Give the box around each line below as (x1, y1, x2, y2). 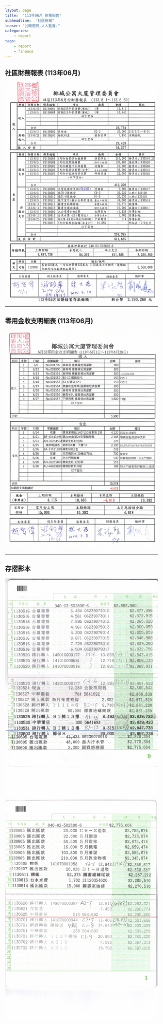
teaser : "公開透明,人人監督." (5, 23, 61, 28)
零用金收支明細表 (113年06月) (5, 317, 94, 325)
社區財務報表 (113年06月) (5, 69, 81, 77)
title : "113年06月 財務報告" (5, 13, 62, 18)
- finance (14, 49, 34, 54)
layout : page (5, 8, 32, 13)
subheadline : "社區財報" (5, 18, 55, 23)
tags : (5, 39, 16, 44)
